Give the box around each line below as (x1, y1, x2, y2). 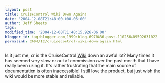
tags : (5, 25, 16, 30)
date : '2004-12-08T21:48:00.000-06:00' (5, 16, 87, 21)
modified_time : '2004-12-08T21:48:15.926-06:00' (5, 30, 107, 35)
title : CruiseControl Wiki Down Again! (5, 12, 87, 17)
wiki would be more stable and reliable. (5, 73, 85, 79)
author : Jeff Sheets (5, 21, 48, 26)
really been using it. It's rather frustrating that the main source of (5, 62, 136, 68)
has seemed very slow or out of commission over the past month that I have (5, 57, 159, 63)
